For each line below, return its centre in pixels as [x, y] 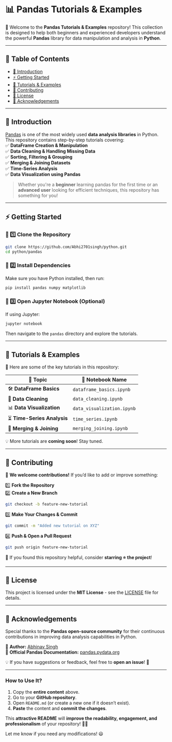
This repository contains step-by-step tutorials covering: [65, 140]
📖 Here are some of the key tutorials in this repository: [62, 367]
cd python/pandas [24, 252]
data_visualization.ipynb [104, 408]
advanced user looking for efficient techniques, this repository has [89, 190]
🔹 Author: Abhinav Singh [32, 647]
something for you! [38, 195]
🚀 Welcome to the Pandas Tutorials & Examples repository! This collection [84, 27]
